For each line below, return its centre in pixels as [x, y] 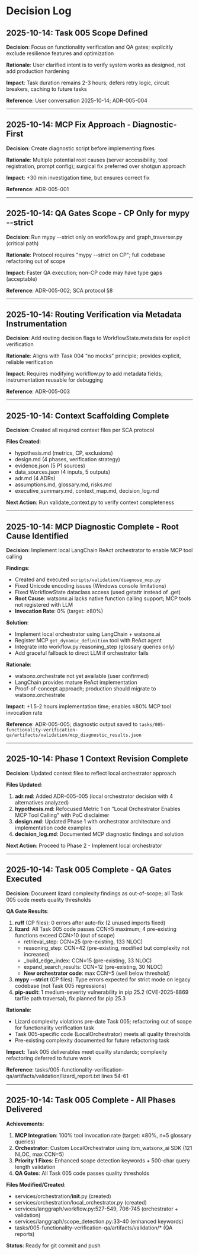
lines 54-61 [115, 1076]
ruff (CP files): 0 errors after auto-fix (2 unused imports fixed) [90, 923]
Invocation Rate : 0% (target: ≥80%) [59, 611]
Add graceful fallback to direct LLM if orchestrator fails [82, 653]
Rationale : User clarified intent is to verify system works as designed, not [96, 65]
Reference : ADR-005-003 [38, 392]
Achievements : [25, 1124]
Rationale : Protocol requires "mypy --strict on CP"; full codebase [86, 255]
